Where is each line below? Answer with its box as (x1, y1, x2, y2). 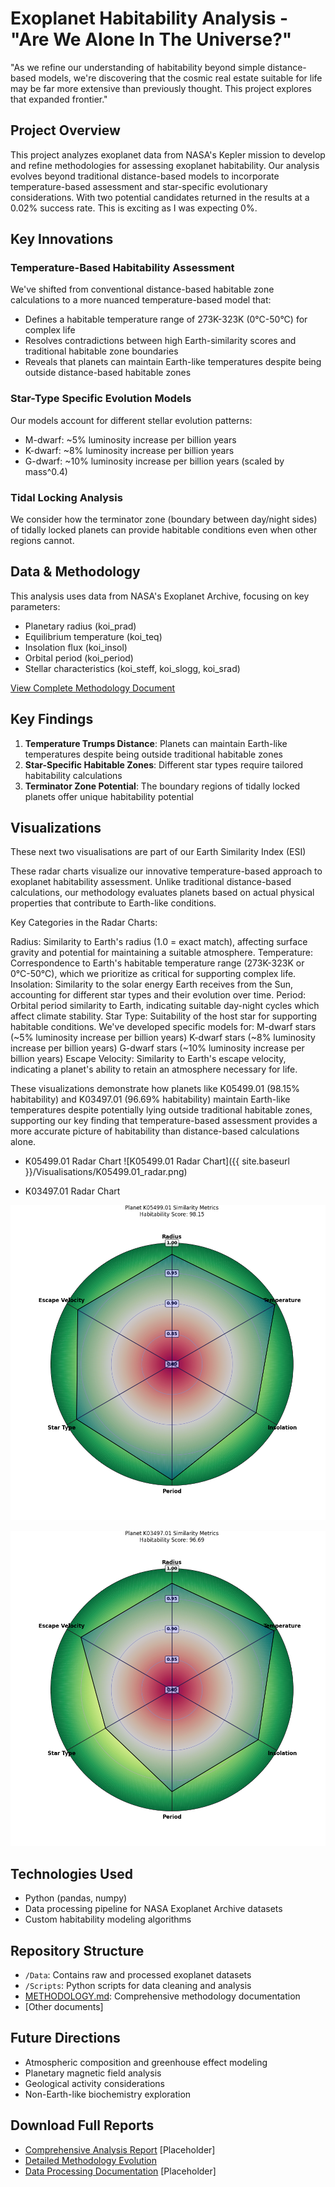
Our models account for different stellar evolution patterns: (10, 414, 253, 426)
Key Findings (10, 711, 94, 728)
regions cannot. (10, 535, 75, 547)
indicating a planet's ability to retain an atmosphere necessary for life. (10, 1063, 298, 1076)
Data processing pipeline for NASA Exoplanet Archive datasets (24, 1903, 283, 1915)
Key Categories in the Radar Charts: (10, 917, 158, 929)
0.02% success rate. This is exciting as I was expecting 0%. (10, 202, 258, 214)
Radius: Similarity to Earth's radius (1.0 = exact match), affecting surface (10, 936, 308, 948)
